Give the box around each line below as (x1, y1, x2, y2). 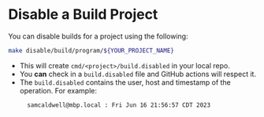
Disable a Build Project (8, 5, 158, 24)
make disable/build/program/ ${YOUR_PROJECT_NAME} (8, 46, 175, 54)
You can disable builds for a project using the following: (8, 31, 188, 41)
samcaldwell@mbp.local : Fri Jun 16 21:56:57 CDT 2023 (27, 101, 211, 109)
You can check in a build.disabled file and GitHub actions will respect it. (19, 69, 257, 79)
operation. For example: (19, 86, 97, 95)
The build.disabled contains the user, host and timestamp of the (19, 77, 231, 87)
